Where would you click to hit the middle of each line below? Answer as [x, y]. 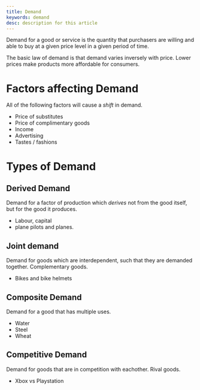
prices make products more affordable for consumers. [73, 64]
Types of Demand [51, 166]
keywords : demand [28, 17]
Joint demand [32, 246]
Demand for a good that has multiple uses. [59, 312]
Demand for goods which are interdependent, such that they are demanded [99, 261]
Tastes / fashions [36, 142]
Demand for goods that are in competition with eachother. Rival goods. [93, 369]
